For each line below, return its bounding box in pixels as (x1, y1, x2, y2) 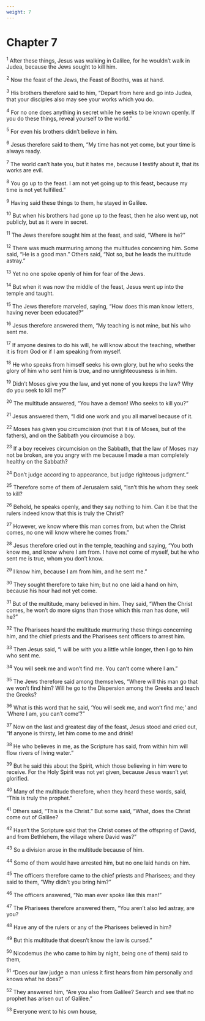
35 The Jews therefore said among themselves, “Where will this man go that (6, 676, 198, 685)
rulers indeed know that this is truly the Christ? (6, 510, 124, 517)
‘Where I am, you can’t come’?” (6, 710, 85, 717)
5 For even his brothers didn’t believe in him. (6, 127, 118, 135)
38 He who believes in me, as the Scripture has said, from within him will (6, 741, 188, 750)
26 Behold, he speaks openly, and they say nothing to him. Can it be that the (6, 502, 198, 510)
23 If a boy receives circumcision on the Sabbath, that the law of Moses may (6, 444, 199, 452)
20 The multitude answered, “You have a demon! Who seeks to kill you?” (6, 399, 188, 407)
